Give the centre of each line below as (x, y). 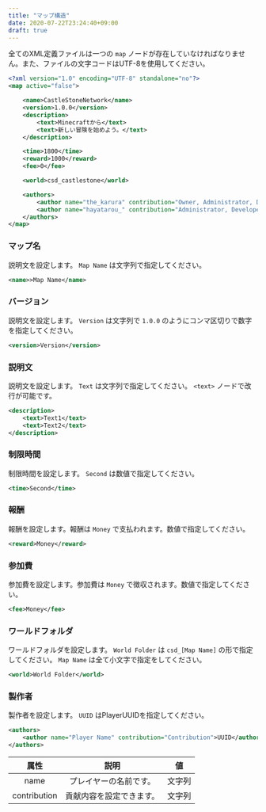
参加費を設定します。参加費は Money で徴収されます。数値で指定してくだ (126, 585)
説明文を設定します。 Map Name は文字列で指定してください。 (107, 265)
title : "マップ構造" (39, 15)
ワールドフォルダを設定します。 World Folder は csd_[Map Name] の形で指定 (131, 650)
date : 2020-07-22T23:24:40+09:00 (63, 23)
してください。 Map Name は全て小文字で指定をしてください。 (107, 660)
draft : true (28, 30)
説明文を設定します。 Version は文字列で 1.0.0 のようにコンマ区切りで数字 (130, 320)
